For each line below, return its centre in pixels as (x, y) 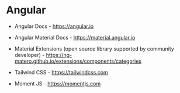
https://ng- (59, 55)
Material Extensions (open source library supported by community (94, 49)
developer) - (30, 55)
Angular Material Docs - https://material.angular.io (75, 37)
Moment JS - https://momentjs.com (58, 83)
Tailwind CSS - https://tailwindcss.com (61, 72)
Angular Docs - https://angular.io (54, 26)
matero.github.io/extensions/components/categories (78, 61)
